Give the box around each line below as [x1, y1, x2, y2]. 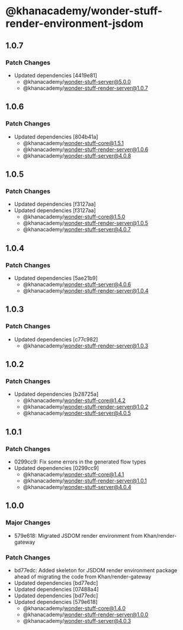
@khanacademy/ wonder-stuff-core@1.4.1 [23, 471, 124, 478]
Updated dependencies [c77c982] [14, 336, 98, 343]
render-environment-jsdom [5, 17, 144, 30]
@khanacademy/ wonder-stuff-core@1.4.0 [23, 604, 126, 612]
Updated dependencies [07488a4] [14, 585, 99, 593]
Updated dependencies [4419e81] [14, 71, 97, 79]
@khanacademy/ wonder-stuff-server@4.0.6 [23, 281, 131, 288]
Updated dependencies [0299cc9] [14, 465, 99, 471]
